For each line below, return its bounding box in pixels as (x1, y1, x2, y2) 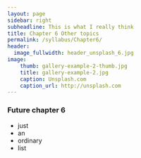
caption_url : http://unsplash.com (20, 82, 121, 89)
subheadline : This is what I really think (7, 23, 134, 30)
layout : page (7, 10, 46, 18)
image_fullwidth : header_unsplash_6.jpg (13, 50, 134, 57)
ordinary (17, 136, 42, 145)
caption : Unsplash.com (20, 75, 87, 83)
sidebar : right (7, 17, 52, 24)
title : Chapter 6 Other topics (7, 29, 99, 37)
